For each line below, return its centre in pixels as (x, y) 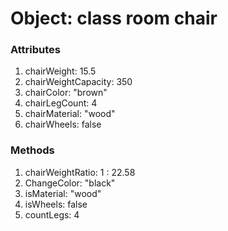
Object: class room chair (114, 18)
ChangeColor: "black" (70, 183)
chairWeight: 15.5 (60, 71)
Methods (32, 150)
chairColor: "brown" (66, 93)
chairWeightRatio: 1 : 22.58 (80, 172)
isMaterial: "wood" (63, 193)
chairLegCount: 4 (61, 103)
